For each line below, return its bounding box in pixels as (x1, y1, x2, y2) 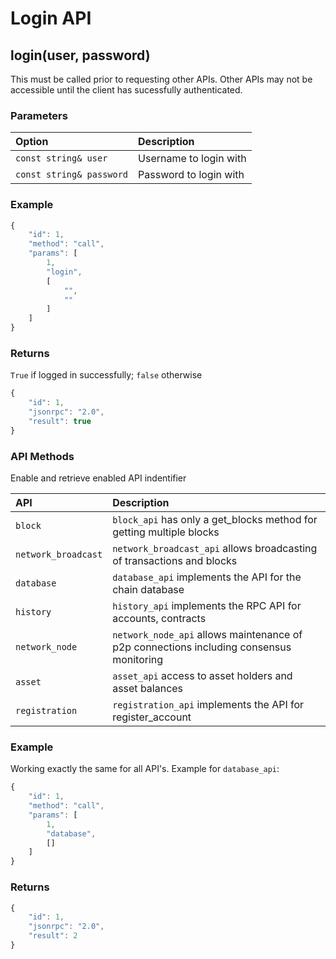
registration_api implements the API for (112, 698, 305, 712)
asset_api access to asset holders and (112, 669, 293, 683)
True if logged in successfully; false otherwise (10, 369, 203, 381)
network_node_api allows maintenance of (112, 628, 303, 642)
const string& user (15, 153, 108, 164)
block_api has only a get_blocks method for (112, 513, 318, 527)
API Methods (10, 449, 75, 463)
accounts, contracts (112, 612, 207, 626)
